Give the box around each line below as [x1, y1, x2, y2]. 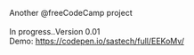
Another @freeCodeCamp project [9, 8, 133, 18]
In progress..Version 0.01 [9, 27, 101, 36]
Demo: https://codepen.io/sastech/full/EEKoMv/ [9, 35, 185, 46]
